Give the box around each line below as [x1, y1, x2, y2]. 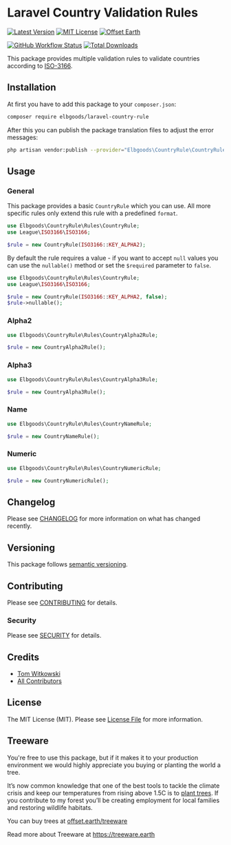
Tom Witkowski [16, 670, 60, 678]
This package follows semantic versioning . [7, 560, 129, 569]
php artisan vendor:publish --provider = [7, 146, 125, 153]
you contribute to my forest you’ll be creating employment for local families [7, 796, 220, 804]
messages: [7, 133, 38, 141]
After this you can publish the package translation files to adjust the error [7, 125, 214, 134]
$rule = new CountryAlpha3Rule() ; [7, 388, 107, 396]
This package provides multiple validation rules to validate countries [7, 54, 200, 63]
